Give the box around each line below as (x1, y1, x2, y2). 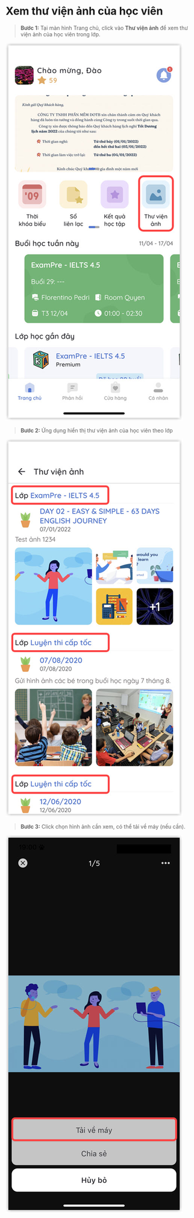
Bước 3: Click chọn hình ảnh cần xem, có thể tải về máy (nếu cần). (20, 822, 186, 830)
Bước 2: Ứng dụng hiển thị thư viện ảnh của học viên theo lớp (20, 426, 173, 434)
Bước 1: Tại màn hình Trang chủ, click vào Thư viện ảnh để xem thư (20, 24, 188, 31)
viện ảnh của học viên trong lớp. (20, 30, 101, 37)
